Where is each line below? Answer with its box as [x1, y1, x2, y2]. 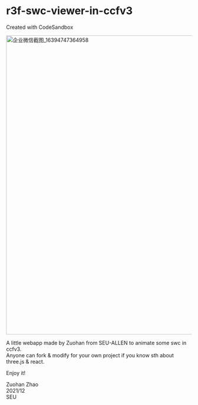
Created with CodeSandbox [6, 24, 74, 31]
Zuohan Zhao [6, 381, 39, 388]
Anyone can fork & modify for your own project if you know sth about [6, 351, 174, 358]
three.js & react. [6, 358, 45, 365]
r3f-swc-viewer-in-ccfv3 [6, 4, 133, 18]
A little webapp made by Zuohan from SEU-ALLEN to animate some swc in [6, 339, 187, 346]
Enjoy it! [6, 369, 26, 376]
